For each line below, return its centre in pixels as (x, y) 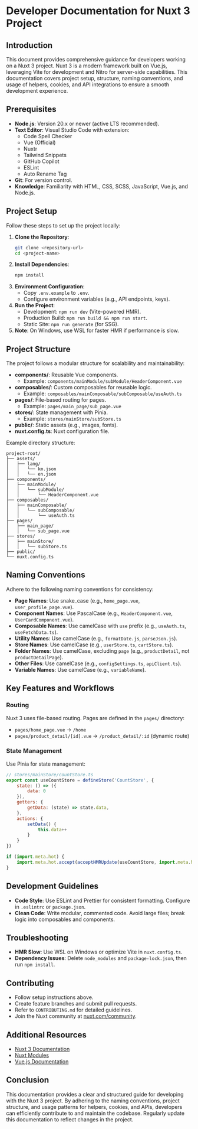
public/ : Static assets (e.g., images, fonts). (66, 425)
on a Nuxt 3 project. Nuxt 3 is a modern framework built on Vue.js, (87, 66)
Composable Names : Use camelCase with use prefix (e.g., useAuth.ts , (100, 626)
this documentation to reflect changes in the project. (70, 1119)
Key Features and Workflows (60, 689)
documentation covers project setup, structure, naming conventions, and (95, 78)
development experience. (37, 91)
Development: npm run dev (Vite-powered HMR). (82, 312)
